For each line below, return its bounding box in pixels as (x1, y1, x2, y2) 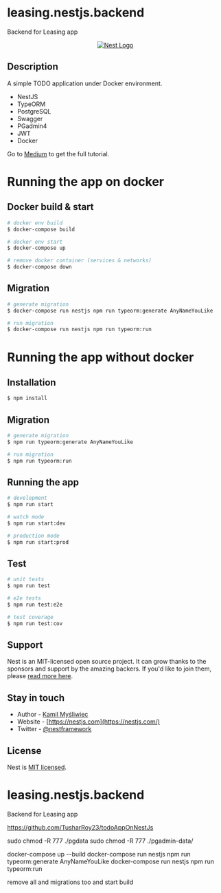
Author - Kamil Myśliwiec (16, 711, 89, 719)
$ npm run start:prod (7, 538, 69, 545)
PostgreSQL (16, 107, 51, 115)
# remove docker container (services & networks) (7, 257, 152, 264)
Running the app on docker (7, 174, 165, 189)
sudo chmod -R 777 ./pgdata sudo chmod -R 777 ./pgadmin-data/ (7, 837, 194, 845)
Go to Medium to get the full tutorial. (7, 149, 110, 158)
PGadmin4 (16, 122, 47, 130)
